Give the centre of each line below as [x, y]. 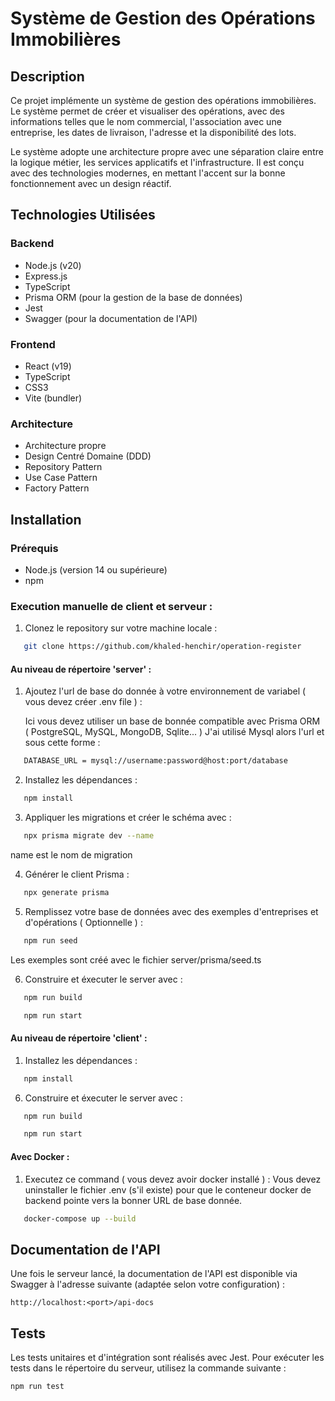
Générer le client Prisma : [77, 874]
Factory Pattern [57, 488]
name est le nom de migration [71, 854]
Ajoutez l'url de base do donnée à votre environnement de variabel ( [165, 691]
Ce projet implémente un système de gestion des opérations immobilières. [163, 100]
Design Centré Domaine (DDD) [88, 456]
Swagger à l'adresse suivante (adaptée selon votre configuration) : [148, 1284]
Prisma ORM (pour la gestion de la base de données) [133, 297]
